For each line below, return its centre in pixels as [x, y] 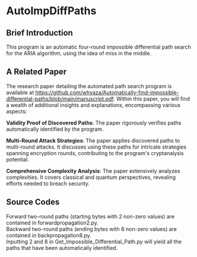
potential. [18, 159]
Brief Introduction [39, 33]
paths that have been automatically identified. [62, 248]
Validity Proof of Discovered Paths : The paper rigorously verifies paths [94, 123]
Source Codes [33, 202]
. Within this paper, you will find [151, 98]
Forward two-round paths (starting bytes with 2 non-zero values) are [90, 216]
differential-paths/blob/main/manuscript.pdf [60, 98]
